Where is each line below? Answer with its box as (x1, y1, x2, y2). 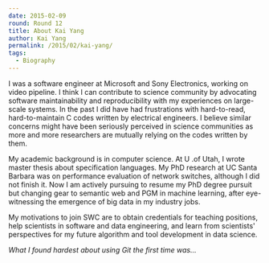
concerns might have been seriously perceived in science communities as (8, 121, 254, 131)
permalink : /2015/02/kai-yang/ (8, 42, 113, 50)
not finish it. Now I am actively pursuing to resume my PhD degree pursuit (8, 179, 253, 189)
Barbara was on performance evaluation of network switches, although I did (8, 171, 260, 181)
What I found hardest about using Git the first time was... (8, 245, 197, 254)
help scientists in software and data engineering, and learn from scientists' (8, 220, 255, 230)
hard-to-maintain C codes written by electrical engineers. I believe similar (8, 113, 251, 122)
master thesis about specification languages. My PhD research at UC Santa (8, 162, 258, 172)
